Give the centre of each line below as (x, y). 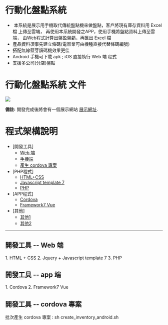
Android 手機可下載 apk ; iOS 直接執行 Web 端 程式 (64, 56)
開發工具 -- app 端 (33, 275)
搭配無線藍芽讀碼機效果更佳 (41, 50)
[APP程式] (23, 193)
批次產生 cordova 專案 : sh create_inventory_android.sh (62, 317)
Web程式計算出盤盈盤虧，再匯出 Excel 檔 (69, 38)
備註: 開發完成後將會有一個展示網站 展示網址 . (52, 109)
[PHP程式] (23, 171)
